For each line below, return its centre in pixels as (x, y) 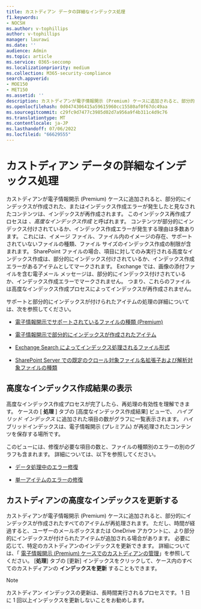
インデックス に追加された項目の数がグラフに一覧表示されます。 (103, 419)
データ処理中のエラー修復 (46, 467)
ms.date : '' (21, 46)
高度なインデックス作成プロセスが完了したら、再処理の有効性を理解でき (95, 404)
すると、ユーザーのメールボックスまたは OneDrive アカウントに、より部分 (103, 531)
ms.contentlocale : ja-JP (37, 124)
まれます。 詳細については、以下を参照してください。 (93, 454)
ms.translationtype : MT (36, 118)
